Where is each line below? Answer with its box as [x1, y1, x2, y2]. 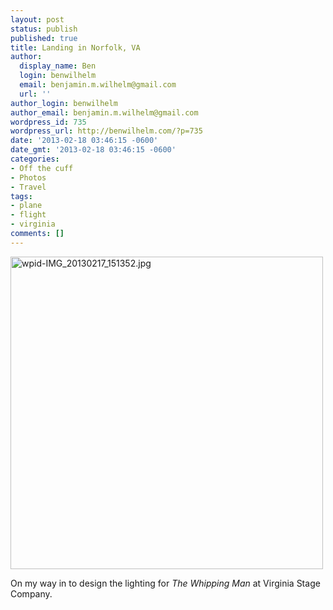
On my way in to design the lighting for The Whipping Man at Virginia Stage [10, 577, 321, 589]
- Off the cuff [10, 163, 74, 173]
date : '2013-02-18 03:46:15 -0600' [10, 136, 159, 146]
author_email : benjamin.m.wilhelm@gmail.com [10, 107, 199, 118]
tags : [10, 191, 33, 201]
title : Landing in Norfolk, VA [10, 42, 141, 53]
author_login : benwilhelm [10, 98, 118, 108]
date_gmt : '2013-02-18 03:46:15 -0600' [10, 145, 177, 155]
